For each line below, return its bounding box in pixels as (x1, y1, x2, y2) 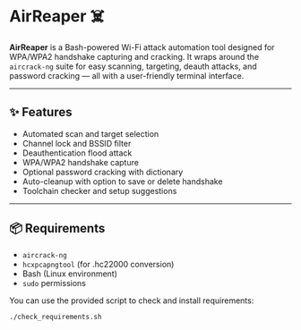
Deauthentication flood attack (21, 148, 133, 158)
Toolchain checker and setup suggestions (21, 185, 177, 196)
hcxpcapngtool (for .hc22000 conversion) (21, 258, 175, 269)
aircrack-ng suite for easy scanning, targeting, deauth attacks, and (9, 61, 257, 72)
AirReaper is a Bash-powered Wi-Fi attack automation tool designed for (9, 41, 275, 53)
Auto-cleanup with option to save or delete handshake (21, 175, 223, 187)
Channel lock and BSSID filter (21, 138, 132, 148)
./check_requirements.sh (9, 312, 102, 321)
